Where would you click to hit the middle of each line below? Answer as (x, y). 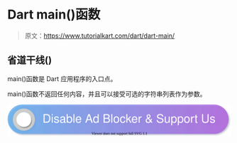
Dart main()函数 (54, 15)
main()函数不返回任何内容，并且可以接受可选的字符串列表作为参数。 (107, 94)
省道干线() (29, 60)
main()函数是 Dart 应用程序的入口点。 (62, 78)
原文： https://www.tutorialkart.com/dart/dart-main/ (100, 36)
